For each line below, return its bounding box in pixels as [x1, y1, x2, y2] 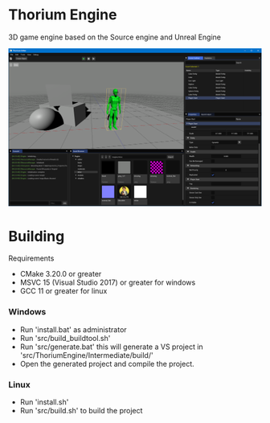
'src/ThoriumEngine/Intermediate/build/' [19, 350, 154, 359]
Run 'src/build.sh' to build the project [19, 405, 143, 415]
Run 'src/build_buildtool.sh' [19, 333, 111, 343]
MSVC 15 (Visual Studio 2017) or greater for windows [19, 277, 196, 287]
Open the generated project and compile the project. [19, 359, 194, 368]
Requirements [8, 253, 55, 263]
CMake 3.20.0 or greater [19, 269, 102, 279]
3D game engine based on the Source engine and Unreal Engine [8, 32, 222, 42]
